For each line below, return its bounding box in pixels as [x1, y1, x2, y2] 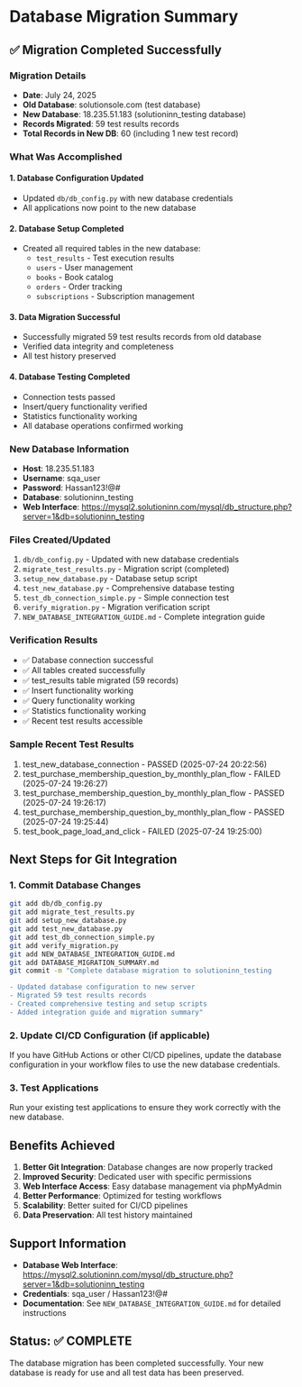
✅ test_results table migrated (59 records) [22, 674, 179, 686]
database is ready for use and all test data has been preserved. [9, 1367, 244, 1378]
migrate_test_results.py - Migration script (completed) [22, 563, 230, 574]
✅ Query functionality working [22, 695, 135, 706]
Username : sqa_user [22, 472, 101, 483]
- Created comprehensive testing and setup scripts [9, 999, 207, 1008]
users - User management [35, 262, 133, 273]
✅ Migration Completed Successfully [9, 42, 223, 58]
